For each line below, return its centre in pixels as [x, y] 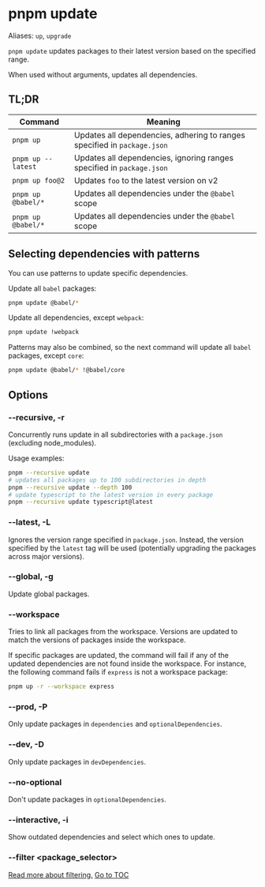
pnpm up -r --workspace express [61, 687]
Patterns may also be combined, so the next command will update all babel [130, 348]
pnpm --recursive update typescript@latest [81, 502]
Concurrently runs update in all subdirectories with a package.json [116, 434]
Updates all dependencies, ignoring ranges [154, 157]
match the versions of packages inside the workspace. [97, 640]
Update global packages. [49, 594]
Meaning [164, 122]
